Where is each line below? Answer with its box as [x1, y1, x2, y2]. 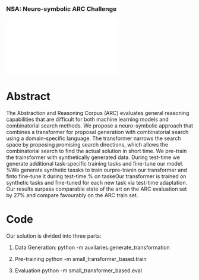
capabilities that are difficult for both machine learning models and [6, 116, 169, 123]
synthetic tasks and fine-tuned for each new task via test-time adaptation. [6, 179, 188, 186]
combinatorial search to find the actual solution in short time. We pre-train [6, 148, 187, 155]
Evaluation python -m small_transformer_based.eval [14, 267, 143, 274]
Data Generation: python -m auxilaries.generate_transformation [14, 244, 170, 251]
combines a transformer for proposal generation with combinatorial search [6, 129, 189, 136]
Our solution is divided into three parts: [6, 232, 102, 239]
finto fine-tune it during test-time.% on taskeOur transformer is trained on [6, 173, 187, 180]
